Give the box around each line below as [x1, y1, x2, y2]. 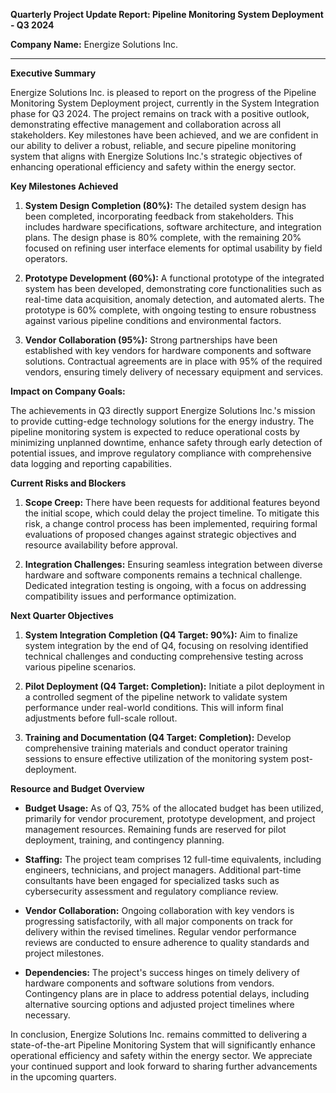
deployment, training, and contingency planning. [24, 834, 225, 846]
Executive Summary [10, 67, 97, 79]
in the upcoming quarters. [10, 1071, 117, 1083]
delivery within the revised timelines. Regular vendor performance [24, 926, 297, 938]
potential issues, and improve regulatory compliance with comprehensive [10, 447, 312, 459]
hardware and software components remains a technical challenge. [24, 569, 303, 581]
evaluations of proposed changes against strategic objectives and [24, 529, 297, 540]
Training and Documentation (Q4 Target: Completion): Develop [24, 732, 292, 743]
